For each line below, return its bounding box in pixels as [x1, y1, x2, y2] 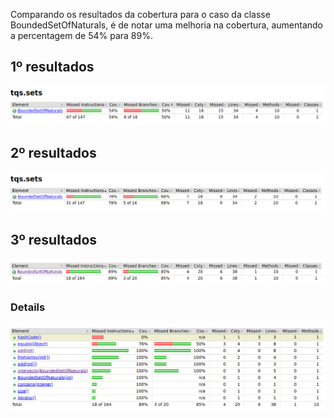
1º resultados [10, 59, 95, 76]
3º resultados [10, 231, 98, 248]
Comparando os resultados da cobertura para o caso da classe [10, 9, 271, 20]
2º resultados [10, 145, 97, 162]
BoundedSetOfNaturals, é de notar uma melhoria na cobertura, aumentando [10, 19, 323, 31]
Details [10, 300, 46, 314]
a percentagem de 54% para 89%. [10, 30, 153, 41]
